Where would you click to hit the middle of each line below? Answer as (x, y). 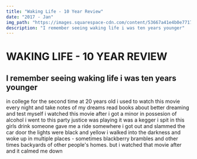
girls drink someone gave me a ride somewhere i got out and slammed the (96, 126)
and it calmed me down (34, 151)
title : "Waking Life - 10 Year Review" (55, 11)
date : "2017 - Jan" (30, 17)
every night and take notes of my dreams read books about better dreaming (98, 108)
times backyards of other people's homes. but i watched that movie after (94, 145)
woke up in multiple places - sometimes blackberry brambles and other (92, 139)
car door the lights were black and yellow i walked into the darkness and (93, 133)
